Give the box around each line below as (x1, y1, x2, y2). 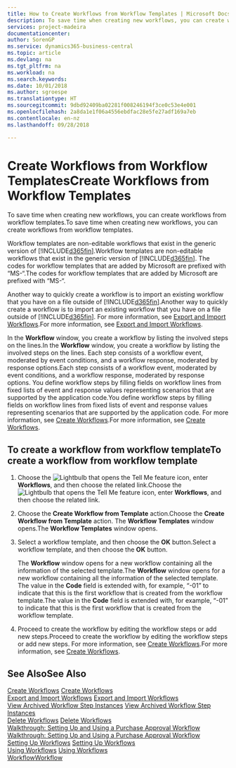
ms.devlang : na (7, 56, 52, 63)
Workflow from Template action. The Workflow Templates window (17, 517, 214, 526)
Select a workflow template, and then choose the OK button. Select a (17, 538, 216, 547)
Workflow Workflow (7, 753, 63, 762)
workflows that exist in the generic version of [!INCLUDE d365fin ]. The (7, 254, 210, 263)
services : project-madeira (7, 23, 86, 30)
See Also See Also (7, 668, 86, 679)
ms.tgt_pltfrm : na (7, 63, 61, 70)
